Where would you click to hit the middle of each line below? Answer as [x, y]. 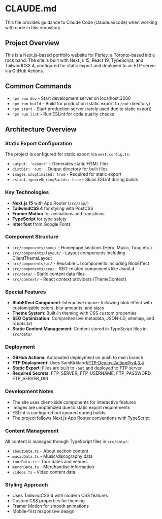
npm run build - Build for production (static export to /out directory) [81, 103]
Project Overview [32, 43]
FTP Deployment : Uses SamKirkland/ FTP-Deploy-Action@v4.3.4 [78, 363]
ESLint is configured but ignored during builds [59, 412]
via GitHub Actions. [25, 71]
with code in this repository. [33, 27]
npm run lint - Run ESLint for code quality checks [63, 114]
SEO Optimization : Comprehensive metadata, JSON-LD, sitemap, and [83, 319]
